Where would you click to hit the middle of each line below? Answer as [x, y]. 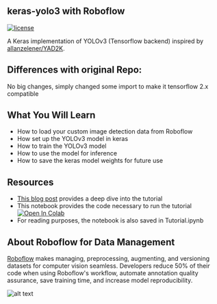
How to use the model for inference [67, 153]
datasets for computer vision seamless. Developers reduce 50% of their [108, 266]
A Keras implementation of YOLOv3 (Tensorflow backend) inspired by [105, 41]
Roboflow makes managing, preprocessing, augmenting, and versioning [108, 259]
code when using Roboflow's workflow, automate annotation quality [103, 273]
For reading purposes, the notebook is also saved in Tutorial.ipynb [110, 220]
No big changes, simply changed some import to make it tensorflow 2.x [108, 86]
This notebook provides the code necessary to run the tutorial [104, 206]
